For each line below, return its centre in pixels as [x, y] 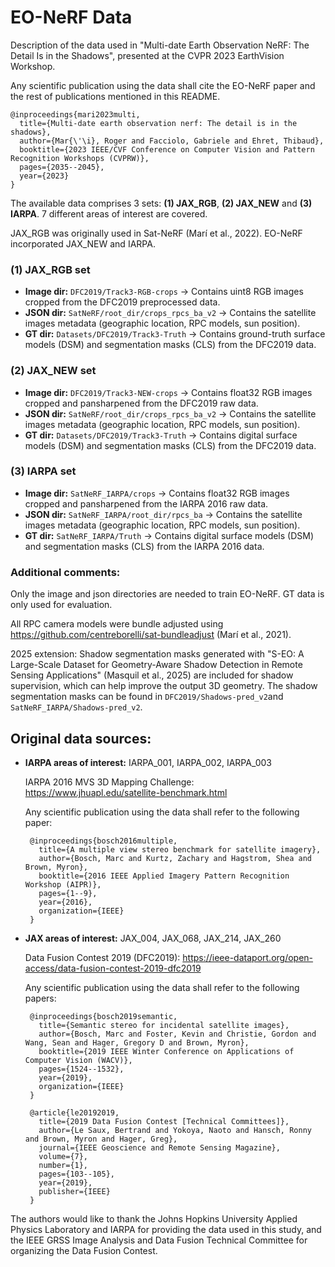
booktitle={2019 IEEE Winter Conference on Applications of [166, 1051]
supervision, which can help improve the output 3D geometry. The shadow [164, 686]
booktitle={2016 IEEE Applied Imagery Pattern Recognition [164, 876]
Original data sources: [81, 738]
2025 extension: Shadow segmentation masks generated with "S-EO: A [157, 654]
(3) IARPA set [43, 471]
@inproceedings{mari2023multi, [75, 114]
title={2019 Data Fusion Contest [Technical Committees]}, [164, 1121]
